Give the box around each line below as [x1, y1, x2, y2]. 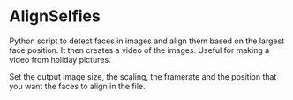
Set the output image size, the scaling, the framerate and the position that [9, 71, 277, 81]
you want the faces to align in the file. [9, 81, 146, 91]
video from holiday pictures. [9, 54, 112, 65]
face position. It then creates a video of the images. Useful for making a [9, 44, 270, 55]
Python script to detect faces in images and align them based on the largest [9, 35, 285, 46]
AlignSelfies [9, 6, 101, 27]
